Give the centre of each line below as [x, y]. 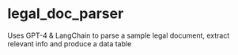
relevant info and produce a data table [70, 43]
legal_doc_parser [66, 14]
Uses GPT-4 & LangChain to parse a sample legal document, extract [119, 35]
